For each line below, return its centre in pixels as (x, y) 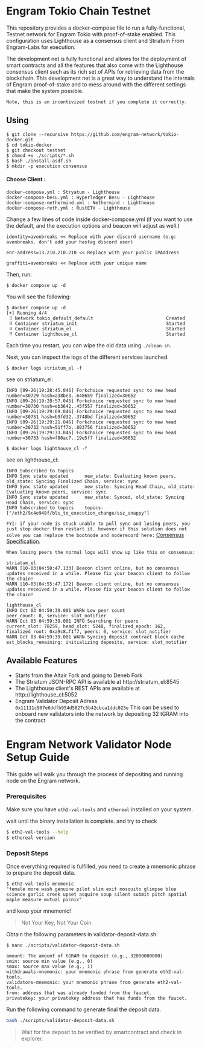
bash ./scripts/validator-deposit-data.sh (60, 1021)
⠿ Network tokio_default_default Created (97, 318)
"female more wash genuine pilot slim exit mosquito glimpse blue (91, 889)
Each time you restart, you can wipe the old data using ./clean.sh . (89, 345)
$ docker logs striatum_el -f (44, 368)
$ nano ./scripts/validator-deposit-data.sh (63, 946)
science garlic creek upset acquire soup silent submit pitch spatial (97, 895)
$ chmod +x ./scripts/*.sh (40, 155)
